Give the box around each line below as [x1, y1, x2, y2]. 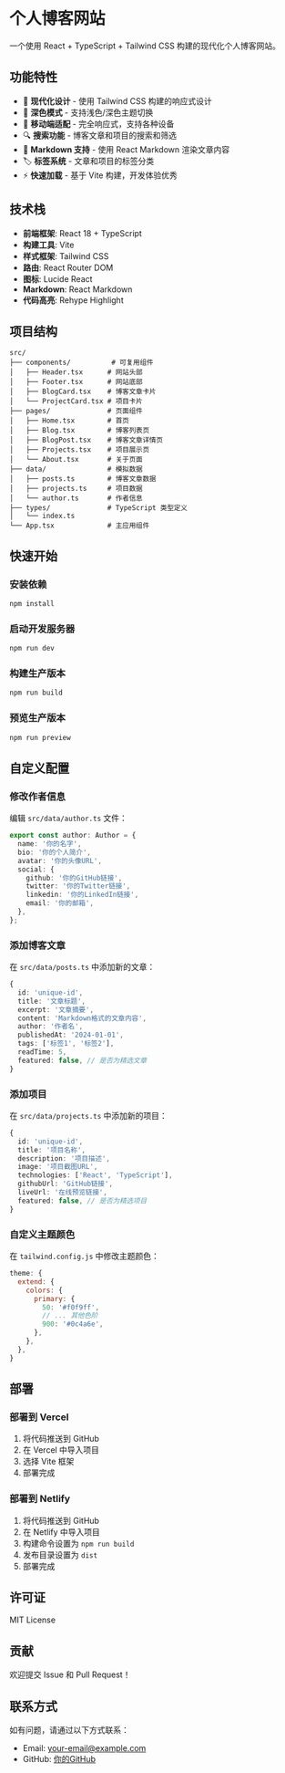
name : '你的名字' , [17, 840, 82, 849]
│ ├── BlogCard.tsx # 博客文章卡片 [9, 387, 157, 397]
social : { [17, 864, 55, 874]
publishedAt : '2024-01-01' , [17, 1030, 125, 1040]
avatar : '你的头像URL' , [17, 856, 103, 865]
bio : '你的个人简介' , [17, 848, 91, 857]
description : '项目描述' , [17, 1153, 111, 1163]
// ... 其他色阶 [42, 1311, 98, 1320]
